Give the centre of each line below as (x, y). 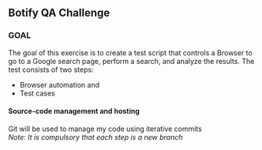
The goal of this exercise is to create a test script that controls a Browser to (130, 52)
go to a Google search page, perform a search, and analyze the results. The (131, 61)
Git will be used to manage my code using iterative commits (105, 129)
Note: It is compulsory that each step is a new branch (95, 137)
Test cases (37, 93)
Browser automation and (60, 84)
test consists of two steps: (51, 69)
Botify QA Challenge (59, 13)
